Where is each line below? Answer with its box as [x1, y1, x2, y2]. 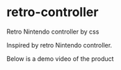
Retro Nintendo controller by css [6, 27, 99, 36]
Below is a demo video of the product [6, 54, 114, 63]
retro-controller [6, 4, 99, 20]
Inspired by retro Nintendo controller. [6, 41, 113, 49]
